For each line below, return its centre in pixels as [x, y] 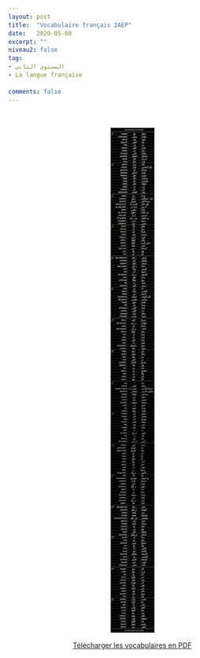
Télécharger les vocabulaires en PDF [132, 645]
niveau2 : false [33, 50]
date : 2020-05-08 [40, 33]
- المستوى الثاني [37, 67]
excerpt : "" [28, 42]
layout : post [30, 17]
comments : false [35, 92]
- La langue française [45, 75]
